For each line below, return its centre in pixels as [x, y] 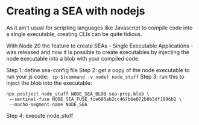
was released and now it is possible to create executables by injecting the [98, 52]
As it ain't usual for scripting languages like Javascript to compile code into [99, 28]
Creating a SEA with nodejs [76, 11]
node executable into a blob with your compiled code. [73, 58]
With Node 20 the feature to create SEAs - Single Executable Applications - [100, 46]
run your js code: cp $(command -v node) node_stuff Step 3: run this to [96, 76]
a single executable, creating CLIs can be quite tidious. [74, 34]
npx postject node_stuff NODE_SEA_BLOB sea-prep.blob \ [78, 94]
